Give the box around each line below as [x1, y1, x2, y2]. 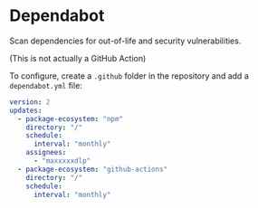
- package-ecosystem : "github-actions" [17, 165, 168, 174]
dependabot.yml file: [9, 80, 83, 90]
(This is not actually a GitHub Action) [9, 52, 147, 63]
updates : [9, 106, 43, 115]
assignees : [25, 148, 67, 157]
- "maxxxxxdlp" [33, 156, 91, 165]
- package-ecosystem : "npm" [17, 114, 124, 123]
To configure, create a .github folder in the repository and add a [9, 70, 249, 81]
